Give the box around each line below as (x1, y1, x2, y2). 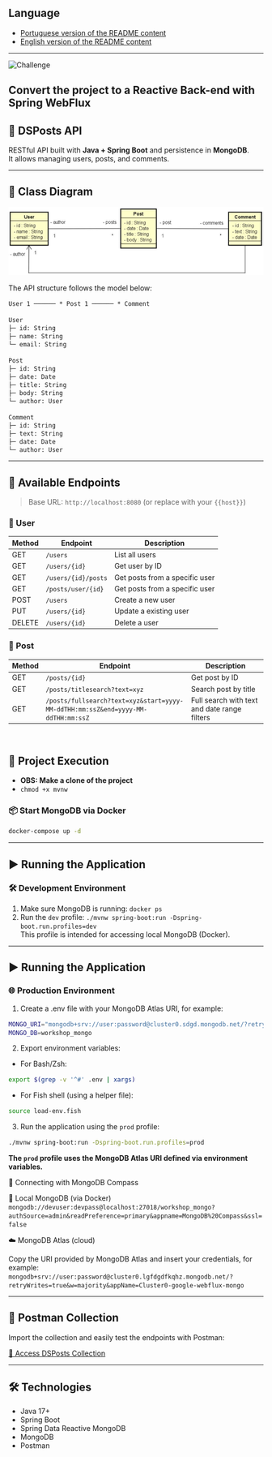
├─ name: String (8, 333, 63, 341)
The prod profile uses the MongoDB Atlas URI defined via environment (8, 1154, 249, 1163)
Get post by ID (191, 673, 239, 682)
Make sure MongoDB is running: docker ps (19, 904, 163, 913)
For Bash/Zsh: (19, 1059, 67, 1069)
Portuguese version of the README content (19, 28, 167, 37)
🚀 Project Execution (8, 754, 109, 767)
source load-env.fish (8, 1107, 82, 1115)
